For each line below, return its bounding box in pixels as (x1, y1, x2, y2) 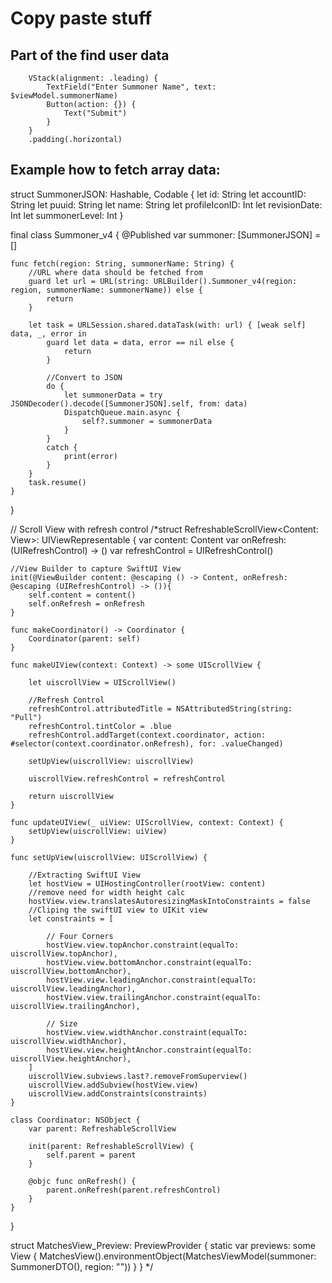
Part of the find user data (10, 47, 170, 64)
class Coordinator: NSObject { (10, 1115, 141, 1125)
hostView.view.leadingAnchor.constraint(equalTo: (46, 975, 257, 985)
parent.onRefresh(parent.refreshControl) (46, 1185, 222, 1195)
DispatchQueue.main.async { (63, 407, 182, 417)
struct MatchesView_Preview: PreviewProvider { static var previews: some (10, 1239, 316, 1251)
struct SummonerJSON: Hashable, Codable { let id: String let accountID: (10, 188, 307, 200)
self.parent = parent (46, 1150, 137, 1160)
